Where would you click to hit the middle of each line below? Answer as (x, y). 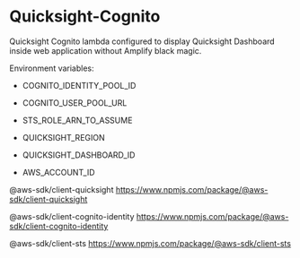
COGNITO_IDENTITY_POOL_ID (79, 85)
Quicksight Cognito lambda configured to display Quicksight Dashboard (142, 41)
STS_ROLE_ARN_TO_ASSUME (77, 120)
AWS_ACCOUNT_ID (59, 172)
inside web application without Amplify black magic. (106, 50)
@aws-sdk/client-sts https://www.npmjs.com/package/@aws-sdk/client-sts (150, 243)
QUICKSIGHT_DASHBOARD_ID (79, 155)
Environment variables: (52, 68)
